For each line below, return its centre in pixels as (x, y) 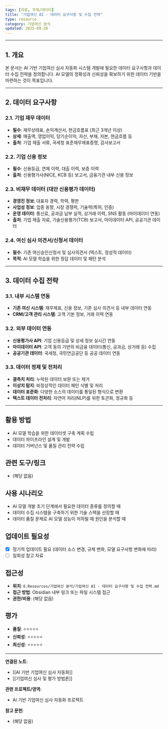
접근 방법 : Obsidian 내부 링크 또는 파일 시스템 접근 (61, 592)
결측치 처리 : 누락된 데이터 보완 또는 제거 (51, 379)
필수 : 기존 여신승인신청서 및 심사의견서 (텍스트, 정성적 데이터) (72, 252)
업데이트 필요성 (27, 536)
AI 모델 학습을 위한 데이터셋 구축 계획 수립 (53, 433)
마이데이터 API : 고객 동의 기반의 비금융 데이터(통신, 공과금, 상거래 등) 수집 (84, 346)
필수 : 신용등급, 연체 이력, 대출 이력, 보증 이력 (55, 168)
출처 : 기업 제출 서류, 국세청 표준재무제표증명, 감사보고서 (66, 142)
